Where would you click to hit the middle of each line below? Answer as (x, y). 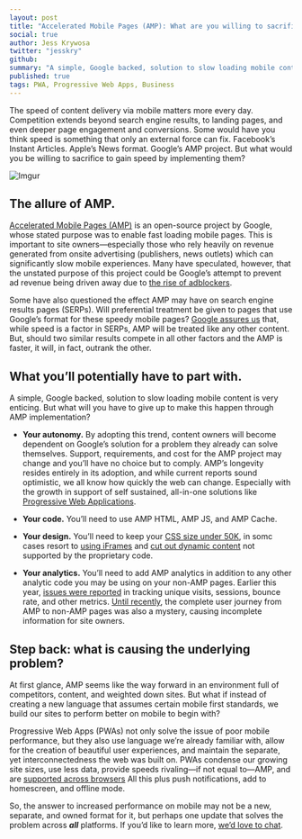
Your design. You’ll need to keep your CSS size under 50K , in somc (147, 537)
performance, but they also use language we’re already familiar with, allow (147, 741)
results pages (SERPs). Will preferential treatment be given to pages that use (151, 310)
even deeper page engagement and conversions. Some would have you (142, 129)
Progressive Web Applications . (79, 501)
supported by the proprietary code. (88, 555)
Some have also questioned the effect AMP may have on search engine (142, 300)
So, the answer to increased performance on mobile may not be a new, (141, 806)
